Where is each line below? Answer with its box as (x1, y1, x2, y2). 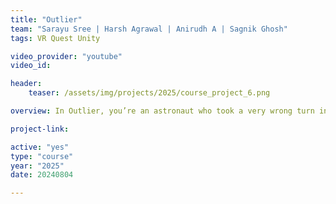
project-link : (10, 124, 70, 134)
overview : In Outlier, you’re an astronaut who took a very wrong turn (10, 106, 315, 116)
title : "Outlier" (10, 14, 83, 25)
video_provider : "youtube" (10, 51, 123, 61)
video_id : (10, 61, 52, 71)
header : (10, 79, 43, 89)
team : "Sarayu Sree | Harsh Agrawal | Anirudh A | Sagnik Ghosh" (10, 24, 288, 34)
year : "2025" (10, 161, 65, 171)
